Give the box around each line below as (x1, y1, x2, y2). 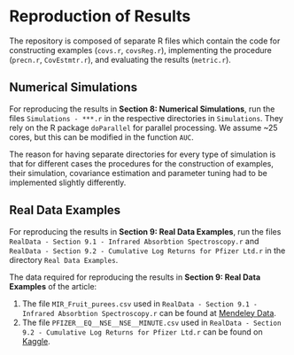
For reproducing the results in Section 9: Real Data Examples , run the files (9, 226, 282, 236)
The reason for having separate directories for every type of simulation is (9, 149, 276, 159)
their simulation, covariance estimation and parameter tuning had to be (9, 167, 267, 178)
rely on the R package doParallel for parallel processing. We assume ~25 (9, 122, 278, 133)
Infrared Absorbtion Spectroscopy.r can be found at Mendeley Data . (21, 307, 277, 318)
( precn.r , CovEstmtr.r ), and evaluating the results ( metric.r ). (9, 54, 232, 65)
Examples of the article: (9, 281, 97, 291)
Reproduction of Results (9, 6, 191, 27)
